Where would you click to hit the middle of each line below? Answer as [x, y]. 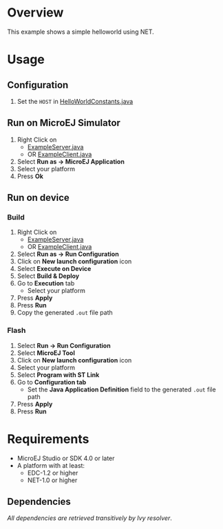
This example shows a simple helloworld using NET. [81, 32]
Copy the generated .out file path [65, 313]
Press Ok [30, 176]
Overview [35, 13]
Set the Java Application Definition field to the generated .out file [121, 389]
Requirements [48, 439]
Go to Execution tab [46, 283]
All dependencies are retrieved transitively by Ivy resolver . [89, 518]
